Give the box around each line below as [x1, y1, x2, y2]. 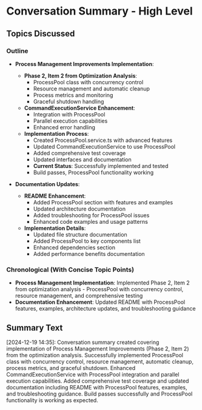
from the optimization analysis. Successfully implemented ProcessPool [6, 351, 184, 358]
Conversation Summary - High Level [6, 4, 193, 18]
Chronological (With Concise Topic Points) [6, 265, 135, 274]
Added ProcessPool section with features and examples [33, 198, 173, 206]
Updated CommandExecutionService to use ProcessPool [33, 143, 176, 150]
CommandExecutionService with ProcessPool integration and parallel [6, 371, 180, 378]
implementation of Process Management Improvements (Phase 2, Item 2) [6, 344, 189, 352]
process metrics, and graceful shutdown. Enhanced [6, 364, 135, 371]
